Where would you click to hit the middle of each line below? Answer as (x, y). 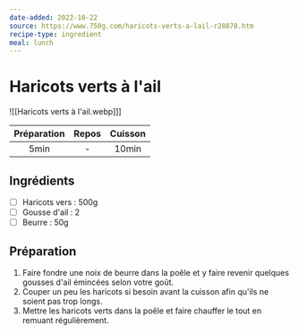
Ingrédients (42, 180)
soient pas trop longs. (62, 301)
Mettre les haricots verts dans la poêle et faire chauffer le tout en (142, 311)
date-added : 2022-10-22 (54, 17)
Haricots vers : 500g (60, 202)
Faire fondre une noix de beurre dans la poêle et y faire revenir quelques (155, 273)
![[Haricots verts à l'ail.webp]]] (66, 112)
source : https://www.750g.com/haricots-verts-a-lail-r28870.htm (132, 26)
